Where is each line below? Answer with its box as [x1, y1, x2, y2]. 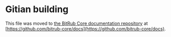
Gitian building [5, 4, 69, 15]
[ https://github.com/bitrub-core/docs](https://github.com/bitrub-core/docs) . [5, 25, 166, 31]
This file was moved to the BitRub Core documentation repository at [5, 20, 148, 26]
